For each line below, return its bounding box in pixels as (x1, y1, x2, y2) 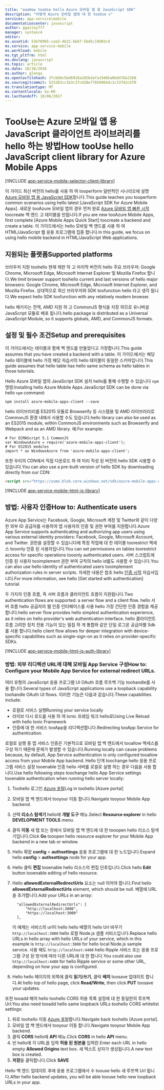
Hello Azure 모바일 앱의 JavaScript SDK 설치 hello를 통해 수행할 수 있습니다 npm (5, 378, 159, 384)
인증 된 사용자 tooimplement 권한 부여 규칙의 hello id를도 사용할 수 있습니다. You (5, 558, 159, 564)
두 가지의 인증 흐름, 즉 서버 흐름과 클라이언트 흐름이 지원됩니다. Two (5, 591, 133, 597)
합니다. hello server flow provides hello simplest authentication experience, (5, 609, 154, 615)
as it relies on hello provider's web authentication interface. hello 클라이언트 (5, 616, 156, 621)
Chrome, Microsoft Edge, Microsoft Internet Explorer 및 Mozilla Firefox (5, 270, 146, 276)
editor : (5, 35, 21, 40)
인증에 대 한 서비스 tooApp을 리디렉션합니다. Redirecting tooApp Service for (12, 724, 159, 730)
